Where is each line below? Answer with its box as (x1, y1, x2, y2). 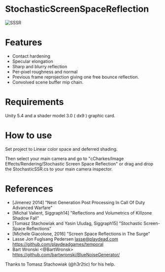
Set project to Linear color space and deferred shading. (5, 146, 118, 152)
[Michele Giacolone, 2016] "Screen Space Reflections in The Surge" (12, 231, 150, 237)
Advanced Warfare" (12, 205, 53, 211)
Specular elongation (12, 58, 53, 64)
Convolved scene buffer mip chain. (12, 79, 84, 85)
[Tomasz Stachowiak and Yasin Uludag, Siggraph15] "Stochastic (12, 220, 143, 226)
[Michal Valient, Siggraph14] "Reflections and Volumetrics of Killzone (12, 210, 152, 216)
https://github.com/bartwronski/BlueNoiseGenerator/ (12, 251, 120, 257)
